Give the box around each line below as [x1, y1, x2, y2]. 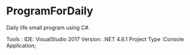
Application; [6, 42, 36, 49]
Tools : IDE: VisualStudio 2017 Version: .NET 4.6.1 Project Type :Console [6, 35, 184, 42]
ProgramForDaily [6, 4, 93, 18]
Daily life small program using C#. [6, 24, 90, 31]
